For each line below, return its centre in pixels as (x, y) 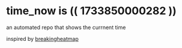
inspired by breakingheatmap (43, 39)
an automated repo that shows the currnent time (66, 27)
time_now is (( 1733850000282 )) (92, 11)
